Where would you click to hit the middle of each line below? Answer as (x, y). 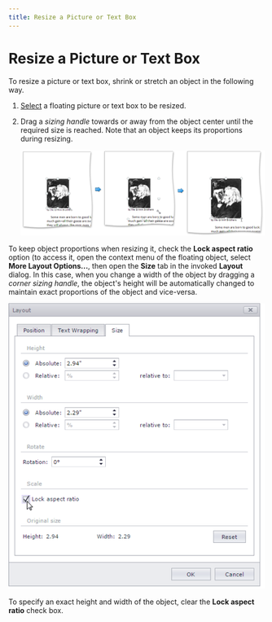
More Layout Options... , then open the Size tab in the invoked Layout (126, 265)
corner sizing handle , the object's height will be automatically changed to (132, 283)
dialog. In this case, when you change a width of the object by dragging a (132, 274)
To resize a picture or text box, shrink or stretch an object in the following (131, 81)
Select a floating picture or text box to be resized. (103, 105)
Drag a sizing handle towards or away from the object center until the (137, 121)
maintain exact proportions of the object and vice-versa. (103, 291)
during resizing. (46, 138)
